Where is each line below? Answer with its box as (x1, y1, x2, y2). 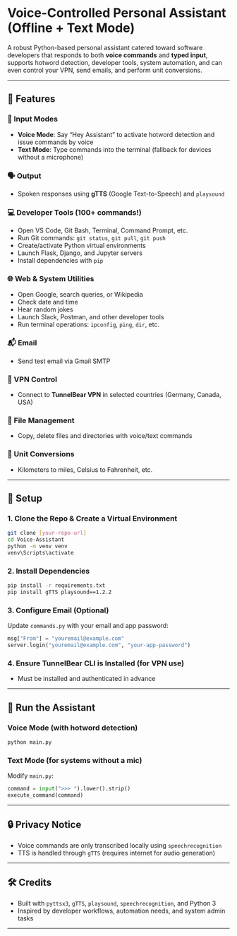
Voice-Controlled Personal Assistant (7, 5, 227, 21)
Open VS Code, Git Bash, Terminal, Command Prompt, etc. (17, 226, 188, 235)
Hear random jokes (17, 305, 73, 314)
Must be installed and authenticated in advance (17, 675, 156, 683)
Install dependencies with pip (17, 256, 104, 265)
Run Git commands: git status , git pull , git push (17, 234, 166, 242)
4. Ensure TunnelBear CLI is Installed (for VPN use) (7, 658, 185, 668)
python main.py (7, 738, 52, 746)
